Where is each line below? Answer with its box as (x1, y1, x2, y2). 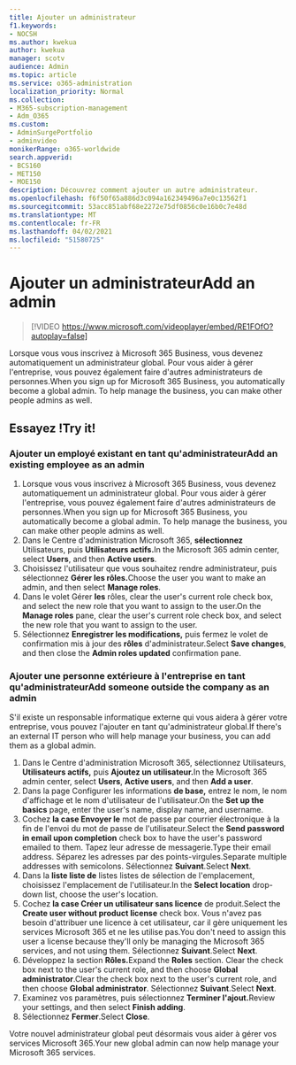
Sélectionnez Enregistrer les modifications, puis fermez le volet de (21, 629, 269, 639)
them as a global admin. (9, 740, 96, 751)
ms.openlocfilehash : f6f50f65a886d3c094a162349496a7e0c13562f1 (9, 194, 247, 204)
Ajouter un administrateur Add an (9, 274, 255, 293)
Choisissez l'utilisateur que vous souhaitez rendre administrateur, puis (21, 563, 277, 574)
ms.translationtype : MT (9, 210, 97, 220)
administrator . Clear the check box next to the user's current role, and (21, 974, 277, 984)
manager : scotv (9, 54, 65, 63)
